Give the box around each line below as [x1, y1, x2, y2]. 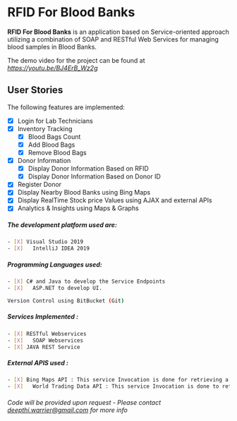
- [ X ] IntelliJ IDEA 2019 [7, 245, 90, 252]
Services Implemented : [7, 312, 79, 321]
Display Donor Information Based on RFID [28, 164, 150, 173]
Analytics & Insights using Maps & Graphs [17, 204, 139, 212]
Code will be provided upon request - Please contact [7, 398, 162, 406]
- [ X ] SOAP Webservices [7, 336, 83, 344]
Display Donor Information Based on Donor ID [28, 172, 161, 181]
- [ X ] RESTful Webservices [7, 330, 87, 337]
